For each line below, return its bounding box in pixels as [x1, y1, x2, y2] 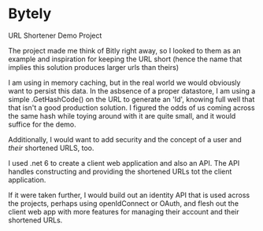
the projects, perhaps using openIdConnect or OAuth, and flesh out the [8, 198, 239, 208]
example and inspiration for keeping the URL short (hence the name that [8, 54, 243, 64]
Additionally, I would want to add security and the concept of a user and [8, 134, 242, 144]
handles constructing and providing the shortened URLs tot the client [8, 167, 232, 176]
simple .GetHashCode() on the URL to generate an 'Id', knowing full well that [8, 94, 255, 104]
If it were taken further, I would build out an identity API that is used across [8, 190, 250, 200]
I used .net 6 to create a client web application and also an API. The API [8, 158, 240, 167]
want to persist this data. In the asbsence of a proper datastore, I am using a [8, 86, 256, 95]
